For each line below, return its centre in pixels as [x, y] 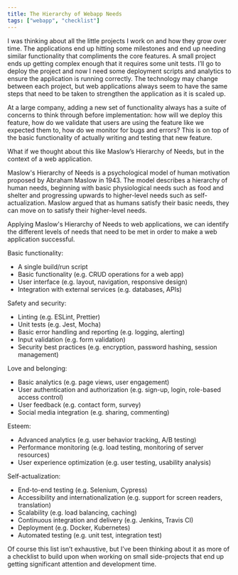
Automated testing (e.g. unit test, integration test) [90, 535]
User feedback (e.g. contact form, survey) [79, 405]
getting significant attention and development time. [82, 564]
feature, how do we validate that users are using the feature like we [106, 122]
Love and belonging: [37, 368]
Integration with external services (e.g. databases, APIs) [100, 289]
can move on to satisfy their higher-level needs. [77, 210]
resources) [33, 454]
